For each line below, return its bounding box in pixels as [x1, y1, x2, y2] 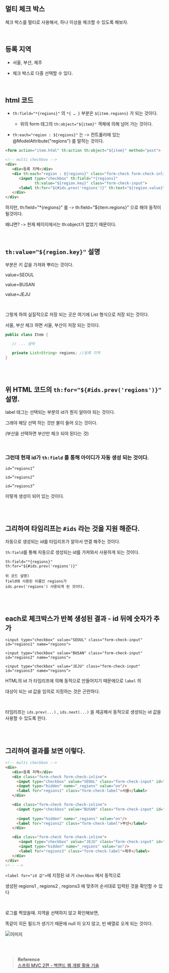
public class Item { [5, 332, 49, 337]
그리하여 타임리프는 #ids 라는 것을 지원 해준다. [5, 525, 140, 533]
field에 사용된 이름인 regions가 [5, 579, 67, 584]
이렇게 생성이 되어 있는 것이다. [5, 493, 64, 499]
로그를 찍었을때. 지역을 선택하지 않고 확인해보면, [5, 910, 100, 916]
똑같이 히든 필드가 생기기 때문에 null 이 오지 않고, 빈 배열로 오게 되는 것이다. [5, 921, 153, 927]
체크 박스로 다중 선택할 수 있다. [12, 70, 73, 76]
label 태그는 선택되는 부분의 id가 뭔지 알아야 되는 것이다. [5, 409, 116, 415]
